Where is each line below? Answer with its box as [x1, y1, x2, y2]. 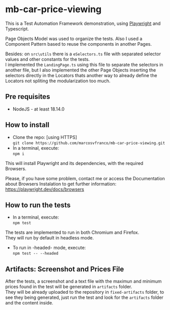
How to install [5, 121, 50, 129]
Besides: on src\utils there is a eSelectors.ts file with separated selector [5, 51, 161, 57]
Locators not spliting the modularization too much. [5, 78, 111, 84]
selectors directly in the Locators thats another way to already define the [5, 72, 157, 78]
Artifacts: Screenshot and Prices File [5, 265, 124, 273]
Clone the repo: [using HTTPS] [12, 134, 77, 140]
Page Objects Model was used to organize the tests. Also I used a [5, 36, 143, 42]
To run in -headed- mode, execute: [12, 245, 86, 251]
